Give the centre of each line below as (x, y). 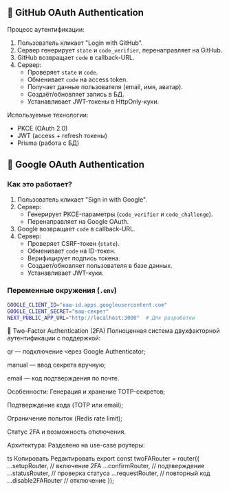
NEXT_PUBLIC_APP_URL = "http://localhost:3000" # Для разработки (101, 318)
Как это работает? (40, 184)
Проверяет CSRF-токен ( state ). (74, 243)
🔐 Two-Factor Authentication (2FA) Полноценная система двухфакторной (113, 331)
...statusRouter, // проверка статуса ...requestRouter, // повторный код (109, 473)
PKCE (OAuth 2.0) (42, 128)
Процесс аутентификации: (46, 29)
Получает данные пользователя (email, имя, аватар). (105, 86)
